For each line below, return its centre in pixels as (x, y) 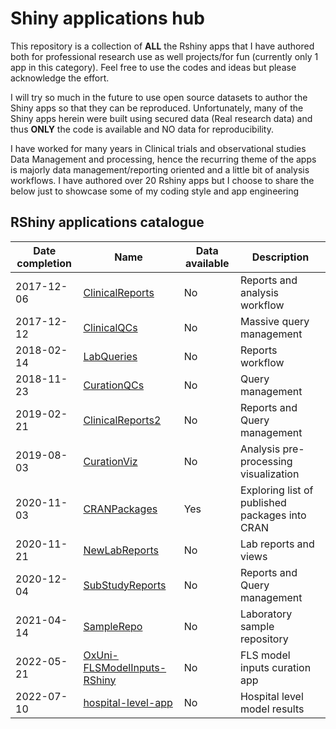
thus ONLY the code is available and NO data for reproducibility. (142, 129)
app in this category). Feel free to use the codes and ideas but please (153, 67)
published (263, 502)
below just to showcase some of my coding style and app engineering (155, 191)
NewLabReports (121, 550)
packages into (273, 515)
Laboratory (266, 614)
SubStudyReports (125, 585)
